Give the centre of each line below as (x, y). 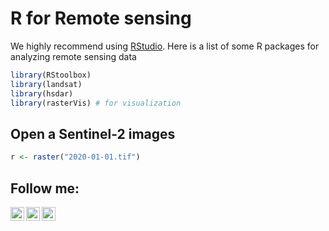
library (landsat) (46, 84)
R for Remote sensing (101, 18)
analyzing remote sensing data (73, 56)
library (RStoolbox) (51, 75)
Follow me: (45, 188)
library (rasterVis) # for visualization (96, 103)
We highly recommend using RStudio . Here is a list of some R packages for (165, 46)
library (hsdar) (42, 93)
